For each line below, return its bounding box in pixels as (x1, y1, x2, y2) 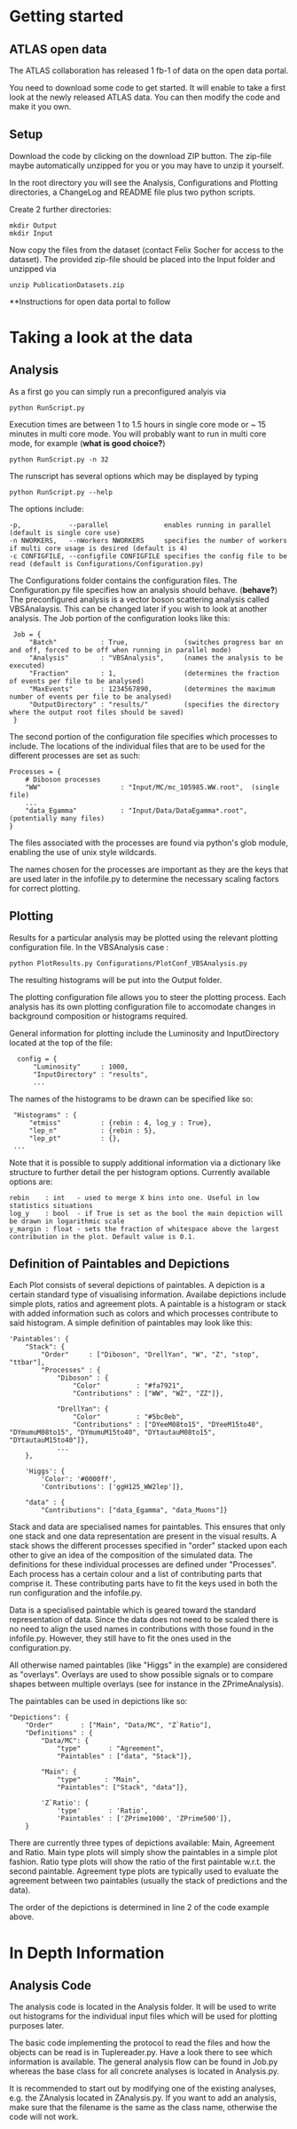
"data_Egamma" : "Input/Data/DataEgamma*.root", (25, 806, 248, 815)
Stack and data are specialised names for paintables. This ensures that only (9, 1522, 286, 1533)
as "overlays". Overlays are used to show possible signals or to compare (9, 1669, 274, 1680)
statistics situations (9, 1201, 93, 1210)
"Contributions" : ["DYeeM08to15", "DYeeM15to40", (72, 1421, 264, 1429)
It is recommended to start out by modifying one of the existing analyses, (9, 2083, 277, 2094)
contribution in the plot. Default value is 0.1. (9, 1232, 197, 1241)
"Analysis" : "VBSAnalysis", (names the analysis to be (28, 653, 284, 662)
